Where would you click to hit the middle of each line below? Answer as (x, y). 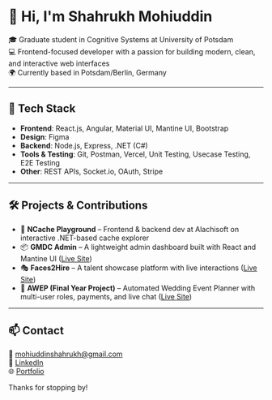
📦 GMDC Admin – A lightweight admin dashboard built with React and (138, 247)
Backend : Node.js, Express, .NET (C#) (84, 145)
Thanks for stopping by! (48, 388)
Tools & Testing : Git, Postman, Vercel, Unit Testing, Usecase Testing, (135, 154)
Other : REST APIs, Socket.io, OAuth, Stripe (91, 171)
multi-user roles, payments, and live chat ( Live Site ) (106, 296)
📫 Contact (36, 331)
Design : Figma (45, 136)
